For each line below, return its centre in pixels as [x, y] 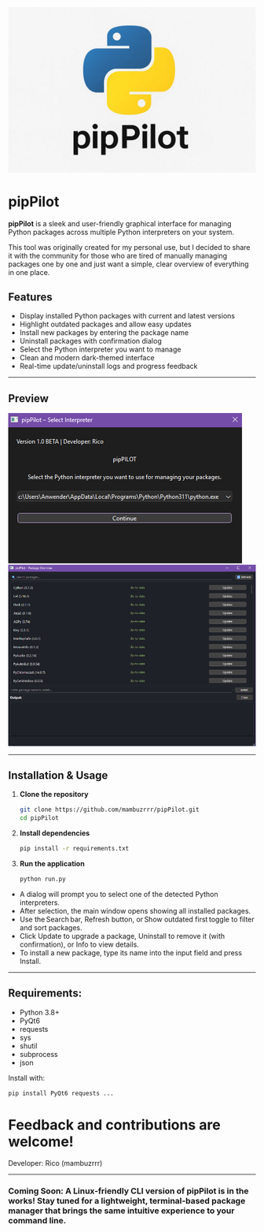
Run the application [52, 863]
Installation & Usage [58, 775]
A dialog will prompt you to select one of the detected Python [119, 894]
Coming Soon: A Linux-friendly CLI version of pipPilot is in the [128, 1191]
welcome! [41, 1141]
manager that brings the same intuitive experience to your [121, 1211]
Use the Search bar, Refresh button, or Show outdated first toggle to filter [137, 919]
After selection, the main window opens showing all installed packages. [135, 910]
